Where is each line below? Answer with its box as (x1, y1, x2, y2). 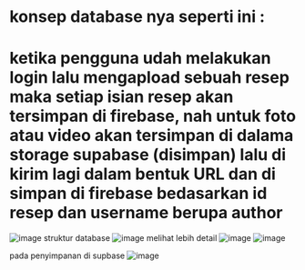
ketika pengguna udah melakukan (9, 48, 271, 69)
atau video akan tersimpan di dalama (9, 125, 294, 146)
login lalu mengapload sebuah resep (9, 67, 290, 88)
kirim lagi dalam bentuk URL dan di (9, 164, 276, 185)
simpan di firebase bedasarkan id (9, 184, 268, 204)
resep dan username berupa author (9, 203, 283, 224)
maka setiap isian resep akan (9, 86, 234, 107)
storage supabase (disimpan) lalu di (9, 145, 287, 165)
